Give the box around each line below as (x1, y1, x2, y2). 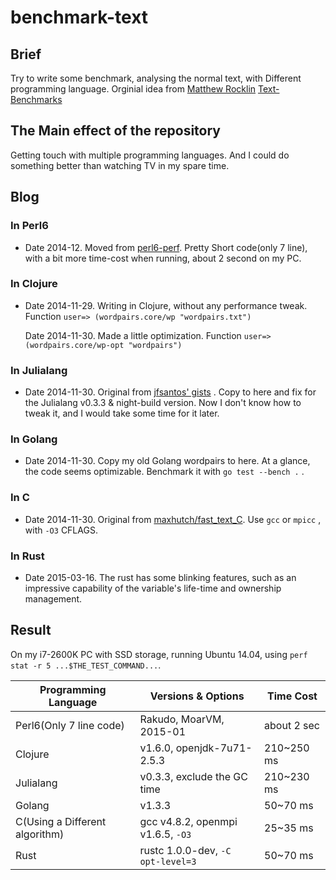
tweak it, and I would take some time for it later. (24, 407, 220, 420)
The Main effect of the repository (10, 122, 222, 140)
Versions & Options (149, 689, 245, 703)
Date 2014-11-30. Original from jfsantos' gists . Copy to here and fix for (24, 386, 317, 398)
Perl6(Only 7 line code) (15, 718, 125, 732)
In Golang (10, 432, 58, 446)
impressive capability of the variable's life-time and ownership (24, 582, 282, 594)
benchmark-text (10, 6, 149, 29)
